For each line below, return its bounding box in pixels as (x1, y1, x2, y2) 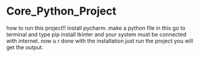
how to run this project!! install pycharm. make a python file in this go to (6, 24, 186, 32)
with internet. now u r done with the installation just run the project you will (6, 37, 194, 44)
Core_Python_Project (6, 4, 117, 18)
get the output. (6, 44, 44, 51)
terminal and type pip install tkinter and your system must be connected (6, 30, 187, 38)
